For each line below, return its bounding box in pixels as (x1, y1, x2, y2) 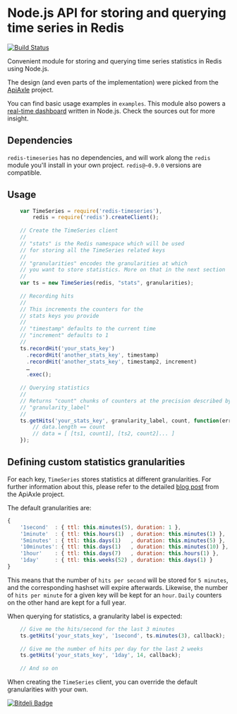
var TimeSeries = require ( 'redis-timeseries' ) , (20, 207, 162, 214)
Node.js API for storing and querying (7, 5, 227, 21)
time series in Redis (7, 20, 125, 36)
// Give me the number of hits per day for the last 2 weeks (20, 645, 203, 653)
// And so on (20, 665, 59, 672)
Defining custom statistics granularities (7, 456, 186, 468)
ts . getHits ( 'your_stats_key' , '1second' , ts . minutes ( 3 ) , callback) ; (20, 632, 226, 639)
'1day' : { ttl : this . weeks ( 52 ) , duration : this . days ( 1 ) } (20, 557, 213, 564)
